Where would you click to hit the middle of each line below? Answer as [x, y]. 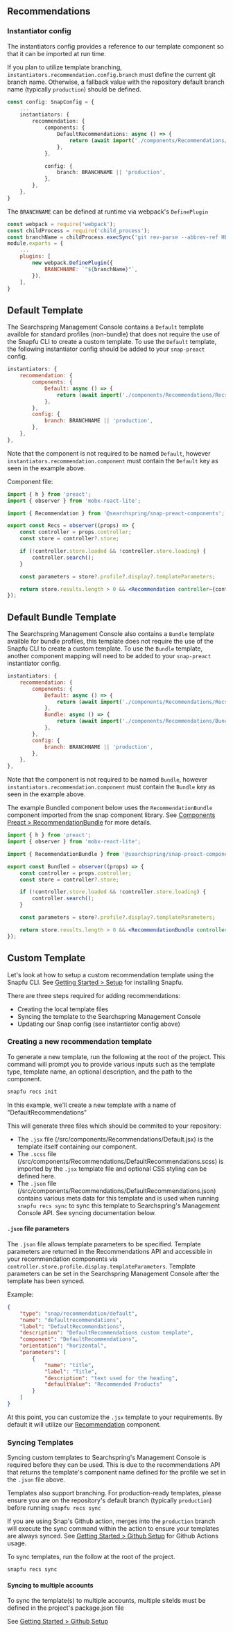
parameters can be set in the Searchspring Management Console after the [113, 1273]
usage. [17, 1543]
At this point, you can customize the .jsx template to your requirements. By [115, 1417]
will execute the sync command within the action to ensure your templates [113, 1529]
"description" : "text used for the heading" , [111, 1378]
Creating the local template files [63, 1009]
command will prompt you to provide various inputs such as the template [111, 1064]
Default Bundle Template [62, 617]
